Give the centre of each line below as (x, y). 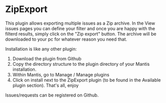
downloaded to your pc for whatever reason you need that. (66, 39)
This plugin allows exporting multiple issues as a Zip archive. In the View (80, 23)
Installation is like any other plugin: (41, 49)
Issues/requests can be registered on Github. (52, 95)
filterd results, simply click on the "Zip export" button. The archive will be (81, 34)
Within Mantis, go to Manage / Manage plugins (61, 74)
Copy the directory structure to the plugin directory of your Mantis (81, 64)
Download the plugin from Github (47, 58)
